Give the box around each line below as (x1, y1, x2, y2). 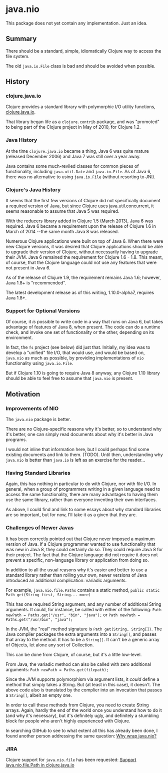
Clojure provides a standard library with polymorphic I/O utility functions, (5, 104, 155, 110)
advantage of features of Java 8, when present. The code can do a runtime (5, 324, 160, 330)
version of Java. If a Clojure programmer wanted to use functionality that (5, 541, 155, 547)
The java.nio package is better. (5, 417, 71, 423)
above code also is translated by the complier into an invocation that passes (5, 687, 162, 693)
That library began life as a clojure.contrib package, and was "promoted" (5, 119, 159, 125)
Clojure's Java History (5, 186, 61, 193)
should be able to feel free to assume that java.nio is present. (5, 375, 133, 381)
